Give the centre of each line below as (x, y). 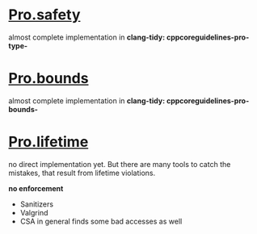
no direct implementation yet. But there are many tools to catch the (120, 164)
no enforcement (36, 188)
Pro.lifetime (48, 142)
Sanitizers (37, 204)
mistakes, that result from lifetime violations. (82, 173)
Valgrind (34, 212)
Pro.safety (44, 15)
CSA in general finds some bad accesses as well (101, 221)
